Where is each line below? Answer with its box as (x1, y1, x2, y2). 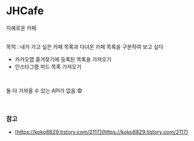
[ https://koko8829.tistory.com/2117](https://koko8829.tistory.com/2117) (14, 129, 188, 136)
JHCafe (6, 4, 44, 18)
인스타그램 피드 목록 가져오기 (14, 63, 82, 70)
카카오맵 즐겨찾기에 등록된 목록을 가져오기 (14, 55, 112, 63)
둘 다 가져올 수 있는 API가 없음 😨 (6, 87, 83, 94)
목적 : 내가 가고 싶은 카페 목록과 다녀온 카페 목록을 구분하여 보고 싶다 (6, 43, 164, 50)
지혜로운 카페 (6, 24, 37, 31)
